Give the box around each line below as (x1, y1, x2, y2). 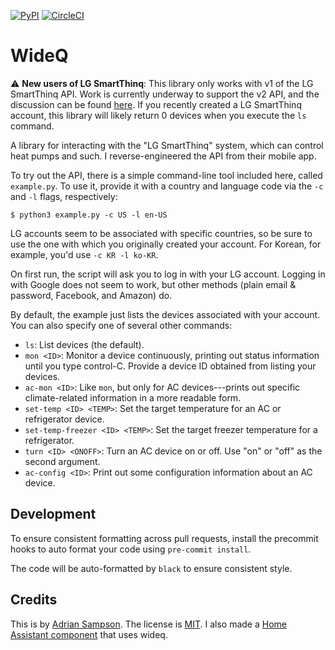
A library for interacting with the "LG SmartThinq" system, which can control (10, 139, 324, 151)
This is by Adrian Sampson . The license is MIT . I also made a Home (10, 618, 287, 630)
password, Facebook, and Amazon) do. (10, 289, 173, 301)
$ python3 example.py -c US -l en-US (10, 210, 168, 220)
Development (10, 506, 97, 523)
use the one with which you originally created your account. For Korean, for (10, 238, 322, 250)
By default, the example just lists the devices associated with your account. (10, 308, 321, 320)
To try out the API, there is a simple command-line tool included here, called (10, 169, 323, 181)
